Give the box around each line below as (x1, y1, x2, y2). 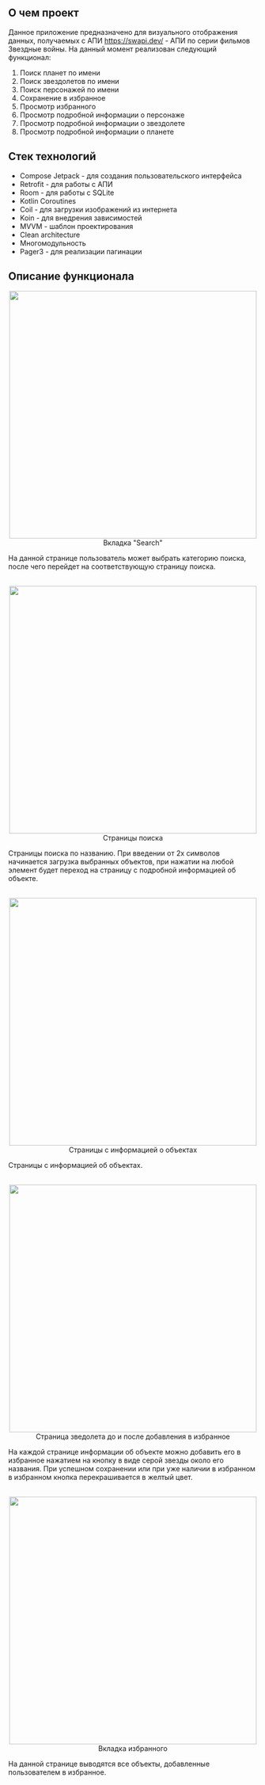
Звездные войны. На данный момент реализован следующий (8, 44, 218, 54)
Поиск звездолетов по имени (19, 76, 120, 86)
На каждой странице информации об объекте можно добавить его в (8, 1447, 241, 1457)
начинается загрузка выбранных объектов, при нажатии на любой (8, 857, 234, 867)
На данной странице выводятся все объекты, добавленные (8, 1759, 210, 1769)
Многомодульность (19, 238, 87, 248)
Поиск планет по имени (19, 67, 100, 78)
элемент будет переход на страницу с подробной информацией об (8, 865, 236, 875)
